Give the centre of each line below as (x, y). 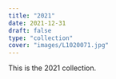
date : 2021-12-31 (37, 23)
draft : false (30, 30)
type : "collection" (41, 38)
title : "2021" (32, 16)
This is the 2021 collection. (52, 68)
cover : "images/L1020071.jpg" (59, 45)
